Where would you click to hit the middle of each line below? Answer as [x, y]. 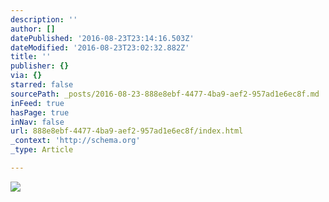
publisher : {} [40, 66]
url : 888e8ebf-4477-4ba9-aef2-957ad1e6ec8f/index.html [127, 131]
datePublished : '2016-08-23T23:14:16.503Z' [102, 38]
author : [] [33, 29]
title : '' [31, 57]
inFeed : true [37, 103]
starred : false [42, 85]
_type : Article [42, 150]
